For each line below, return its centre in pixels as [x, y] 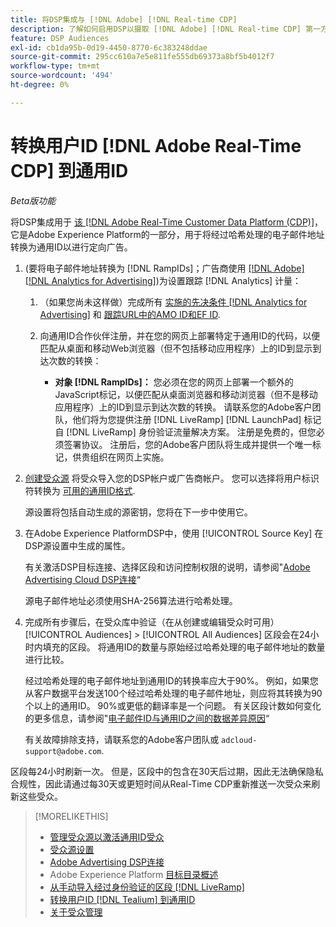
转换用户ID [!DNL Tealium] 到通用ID [122, 899]
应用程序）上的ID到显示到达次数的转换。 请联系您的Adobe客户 [183, 407]
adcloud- [239, 740]
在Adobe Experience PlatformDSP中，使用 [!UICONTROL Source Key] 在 [174, 533]
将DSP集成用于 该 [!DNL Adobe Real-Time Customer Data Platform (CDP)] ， [167, 222]
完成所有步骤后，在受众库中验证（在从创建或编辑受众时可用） [152, 622]
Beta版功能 [33, 200]
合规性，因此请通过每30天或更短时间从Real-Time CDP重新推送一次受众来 [161, 783]
